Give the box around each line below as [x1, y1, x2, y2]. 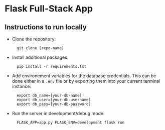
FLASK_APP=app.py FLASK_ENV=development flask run [17, 120, 125, 125]
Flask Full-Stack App [5, 3, 93, 14]
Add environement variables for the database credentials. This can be [12, 73, 156, 79]
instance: [12, 83, 31, 89]
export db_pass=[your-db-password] [17, 102, 91, 107]
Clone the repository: [12, 36, 56, 42]
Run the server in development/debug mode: [12, 111, 105, 116]
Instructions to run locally [5, 23, 87, 31]
